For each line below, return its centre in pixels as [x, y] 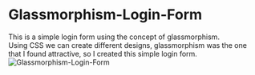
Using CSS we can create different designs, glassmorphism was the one [127, 45]
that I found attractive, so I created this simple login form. [103, 53]
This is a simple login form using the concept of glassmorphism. [114, 37]
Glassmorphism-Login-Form [105, 15]
